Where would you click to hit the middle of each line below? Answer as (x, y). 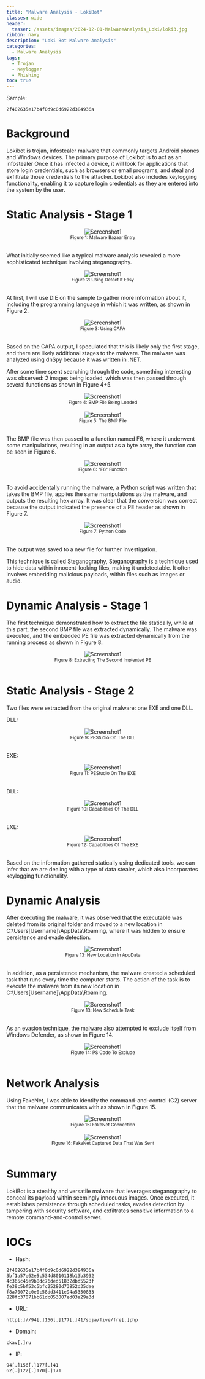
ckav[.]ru (19, 1342)
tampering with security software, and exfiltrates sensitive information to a (100, 1211)
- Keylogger (27, 69)
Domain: (26, 1331)
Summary (32, 1174)
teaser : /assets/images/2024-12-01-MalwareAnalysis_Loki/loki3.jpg (100, 29)
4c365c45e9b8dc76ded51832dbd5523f (50, 1281)
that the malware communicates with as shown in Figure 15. (82, 1107)
